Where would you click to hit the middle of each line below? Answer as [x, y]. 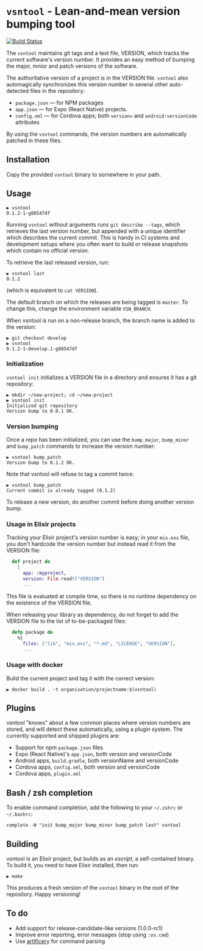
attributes [27, 122]
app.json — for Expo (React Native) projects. [71, 109]
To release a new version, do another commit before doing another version [100, 502]
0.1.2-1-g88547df [28, 213]
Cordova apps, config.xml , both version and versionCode [87, 767]
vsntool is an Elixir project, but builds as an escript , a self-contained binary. [101, 859]
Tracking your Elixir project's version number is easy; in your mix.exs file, [98, 538]
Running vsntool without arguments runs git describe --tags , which [93, 224]
